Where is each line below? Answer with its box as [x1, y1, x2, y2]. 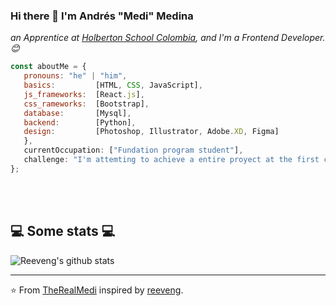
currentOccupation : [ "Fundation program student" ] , [23, 145, 244, 156]
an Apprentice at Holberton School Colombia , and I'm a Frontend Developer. [10, 32, 326, 44]
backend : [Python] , [23, 117, 137, 128]
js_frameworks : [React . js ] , [23, 89, 145, 99]
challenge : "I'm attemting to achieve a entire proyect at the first [23, 155, 320, 165]
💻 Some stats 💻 [10, 223, 116, 240]
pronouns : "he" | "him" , [23, 71, 128, 81]
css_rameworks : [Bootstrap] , [23, 99, 150, 109]
